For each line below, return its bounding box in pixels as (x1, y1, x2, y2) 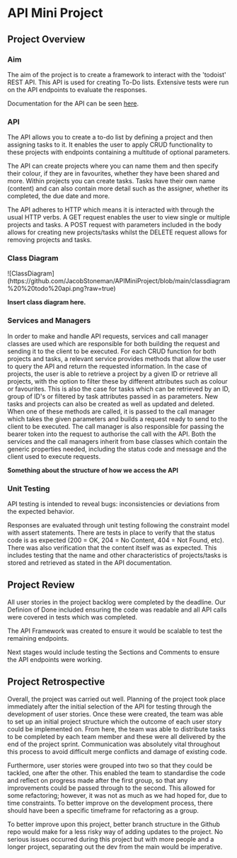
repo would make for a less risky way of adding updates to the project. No (7, 827, 224, 836)
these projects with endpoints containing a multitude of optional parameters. (7, 148, 231, 156)
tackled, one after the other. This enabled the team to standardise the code (7, 768, 226, 777)
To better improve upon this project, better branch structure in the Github (7, 820, 221, 828)
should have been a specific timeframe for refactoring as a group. (7, 806, 200, 815)
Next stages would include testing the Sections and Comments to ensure (7, 648, 220, 656)
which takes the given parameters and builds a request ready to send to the (7, 414, 228, 423)
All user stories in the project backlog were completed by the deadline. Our (7, 597, 226, 606)
